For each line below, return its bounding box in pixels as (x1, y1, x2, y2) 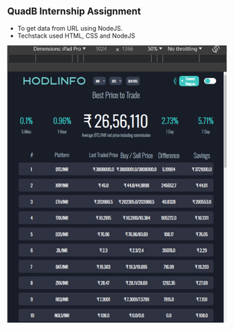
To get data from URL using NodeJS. (17, 24, 123, 32)
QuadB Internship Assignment (7, 6, 141, 17)
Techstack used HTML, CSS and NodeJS (17, 31, 136, 40)
